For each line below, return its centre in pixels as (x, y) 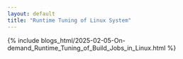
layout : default (31, 14)
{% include (23, 40)
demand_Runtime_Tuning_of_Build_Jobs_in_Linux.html (87, 48)
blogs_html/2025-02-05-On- (83, 40)
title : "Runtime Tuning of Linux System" (70, 20)
